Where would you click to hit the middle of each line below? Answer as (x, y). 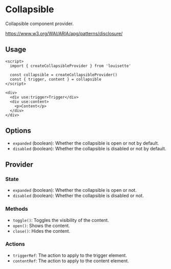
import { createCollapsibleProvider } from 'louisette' (70, 66)
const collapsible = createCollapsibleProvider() (64, 75)
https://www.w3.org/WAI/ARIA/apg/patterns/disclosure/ (64, 33)
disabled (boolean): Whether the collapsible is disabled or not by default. (89, 148)
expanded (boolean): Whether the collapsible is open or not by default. (86, 143)
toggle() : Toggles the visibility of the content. (61, 220)
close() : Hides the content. (41, 231)
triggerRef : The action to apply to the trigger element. (70, 255)
